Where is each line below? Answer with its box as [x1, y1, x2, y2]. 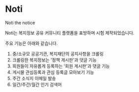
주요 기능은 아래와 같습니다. [5, 40, 58, 46]
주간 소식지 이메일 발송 [12, 75, 56, 81]
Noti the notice [5, 20, 35, 26]
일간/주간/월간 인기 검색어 [12, 81, 62, 87]
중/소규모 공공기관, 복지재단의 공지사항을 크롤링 [12, 51, 104, 57]
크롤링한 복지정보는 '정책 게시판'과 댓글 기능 [12, 57, 97, 62]
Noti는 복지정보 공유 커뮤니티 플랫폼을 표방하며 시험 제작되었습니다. [5, 30, 135, 35]
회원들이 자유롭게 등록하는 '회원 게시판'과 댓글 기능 [12, 63, 110, 69]
